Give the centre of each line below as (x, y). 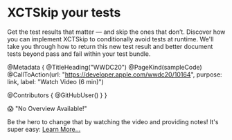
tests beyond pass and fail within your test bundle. (79, 54)
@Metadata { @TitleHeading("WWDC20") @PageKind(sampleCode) (105, 67)
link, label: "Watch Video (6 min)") (55, 81)
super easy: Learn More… (44, 129)
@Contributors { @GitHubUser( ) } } (57, 95)
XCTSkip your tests (64, 13)
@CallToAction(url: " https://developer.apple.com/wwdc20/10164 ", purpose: (115, 74)
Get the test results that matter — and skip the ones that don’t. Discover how (116, 32)
